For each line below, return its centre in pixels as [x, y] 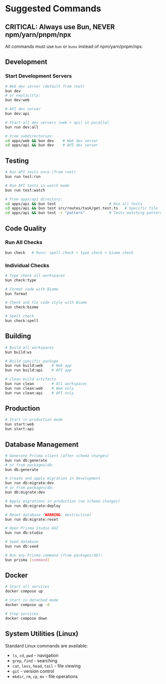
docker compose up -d [27, 605]
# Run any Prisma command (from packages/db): [54, 555]
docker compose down [26, 618]
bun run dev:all [22, 127]
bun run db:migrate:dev [30, 483]
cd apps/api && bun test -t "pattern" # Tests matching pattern [84, 213]
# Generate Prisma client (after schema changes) [57, 456]
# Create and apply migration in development [53, 479]
